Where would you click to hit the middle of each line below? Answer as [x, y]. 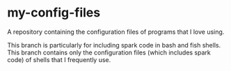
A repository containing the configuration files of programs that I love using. [116, 32]
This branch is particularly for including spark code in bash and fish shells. [114, 45]
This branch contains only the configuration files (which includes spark [109, 52]
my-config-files [54, 13]
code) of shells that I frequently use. [59, 59]
